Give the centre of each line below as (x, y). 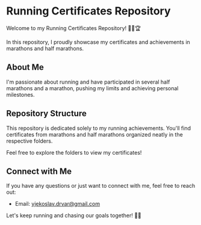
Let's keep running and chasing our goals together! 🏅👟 (74, 215)
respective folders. (29, 141)
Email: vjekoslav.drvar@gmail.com (57, 204)
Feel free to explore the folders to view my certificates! (74, 152)
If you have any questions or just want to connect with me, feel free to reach (101, 186)
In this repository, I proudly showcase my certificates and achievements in (98, 42)
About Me (25, 67)
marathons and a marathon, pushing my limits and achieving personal (92, 88)
